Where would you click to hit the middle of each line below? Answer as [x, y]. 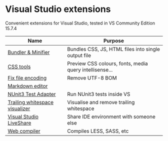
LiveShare [19, 122]
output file [79, 55]
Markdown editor [28, 86]
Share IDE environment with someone [111, 116]
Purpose [113, 40]
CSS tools [19, 66]
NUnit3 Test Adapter [32, 94]
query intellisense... [90, 69]
